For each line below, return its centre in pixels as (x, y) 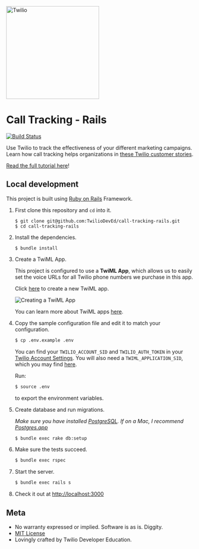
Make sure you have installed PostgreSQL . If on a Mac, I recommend (99, 421)
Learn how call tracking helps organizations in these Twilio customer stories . (100, 154)
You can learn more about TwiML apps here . (69, 311)
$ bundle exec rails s (43, 483)
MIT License (30, 533)
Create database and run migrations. (60, 409)
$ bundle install (36, 248)
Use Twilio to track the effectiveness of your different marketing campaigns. (99, 147)
